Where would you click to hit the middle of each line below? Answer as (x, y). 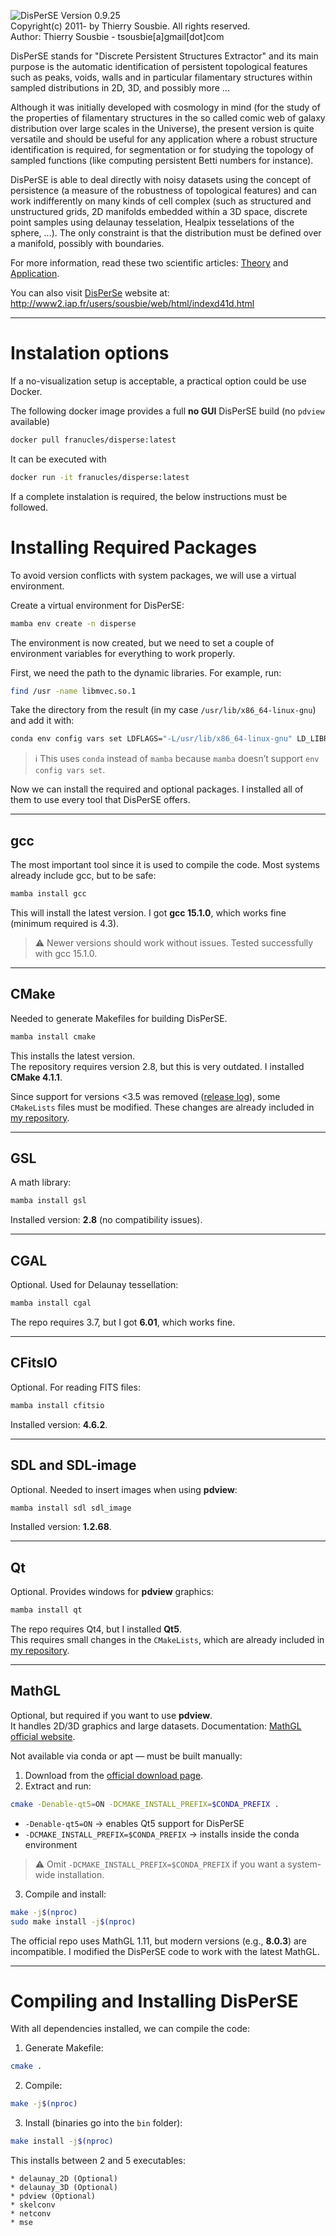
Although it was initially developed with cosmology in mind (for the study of (165, 107)
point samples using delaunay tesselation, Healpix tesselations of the (152, 222)
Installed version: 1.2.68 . (61, 1527)
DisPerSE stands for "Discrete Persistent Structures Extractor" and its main (164, 56)
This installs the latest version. (72, 1056)
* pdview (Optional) (53, 2196)
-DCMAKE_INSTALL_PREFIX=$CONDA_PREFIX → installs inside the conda (162, 1834)
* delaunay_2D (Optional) (64, 2179)
